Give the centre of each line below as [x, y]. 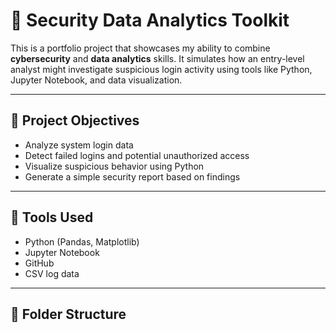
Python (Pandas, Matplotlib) [82, 241]
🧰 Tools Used [52, 217]
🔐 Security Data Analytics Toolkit [150, 20]
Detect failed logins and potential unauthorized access [137, 155]
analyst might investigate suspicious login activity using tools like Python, [161, 69]
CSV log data [52, 273]
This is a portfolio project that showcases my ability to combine [140, 48]
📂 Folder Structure [68, 314]
